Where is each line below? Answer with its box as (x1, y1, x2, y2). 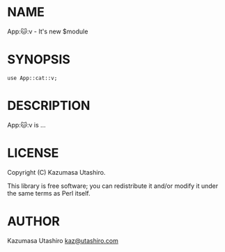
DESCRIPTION (7, 98, 91, 113)
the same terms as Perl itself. (7, 189, 91, 197)
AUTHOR (7, 213, 61, 229)
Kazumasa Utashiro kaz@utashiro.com (7, 236, 118, 244)
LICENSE (7, 145, 59, 161)
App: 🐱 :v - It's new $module (7, 27, 88, 36)
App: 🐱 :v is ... (7, 120, 47, 129)
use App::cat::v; (7, 74, 58, 81)
